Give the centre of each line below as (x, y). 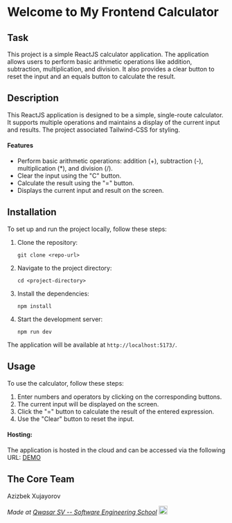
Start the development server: (60, 319)
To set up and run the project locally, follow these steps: (87, 229)
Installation (32, 212)
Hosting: (20, 435)
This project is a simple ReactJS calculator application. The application (108, 54)
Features (20, 146)
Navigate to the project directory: (64, 268)
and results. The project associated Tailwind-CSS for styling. (93, 130)
